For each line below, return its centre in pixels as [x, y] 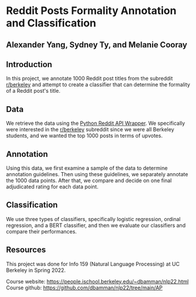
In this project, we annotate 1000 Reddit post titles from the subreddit [90, 78]
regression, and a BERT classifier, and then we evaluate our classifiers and [96, 225]
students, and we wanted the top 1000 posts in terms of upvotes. [84, 136]
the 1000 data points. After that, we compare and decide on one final [89, 181]
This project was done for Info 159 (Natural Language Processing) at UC [93, 264]
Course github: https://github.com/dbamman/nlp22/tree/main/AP [84, 288]
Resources [26, 250]
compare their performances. [42, 231]
